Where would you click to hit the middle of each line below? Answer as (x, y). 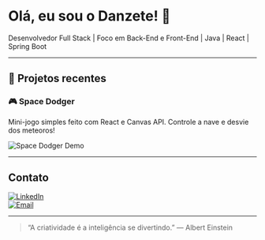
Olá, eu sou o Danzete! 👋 (90, 16)
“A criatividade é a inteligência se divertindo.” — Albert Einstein (130, 227)
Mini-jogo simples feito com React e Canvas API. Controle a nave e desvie (129, 122)
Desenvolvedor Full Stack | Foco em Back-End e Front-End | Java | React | (129, 38)
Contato (28, 178)
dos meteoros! (32, 130)
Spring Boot (28, 46)
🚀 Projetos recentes (57, 79)
